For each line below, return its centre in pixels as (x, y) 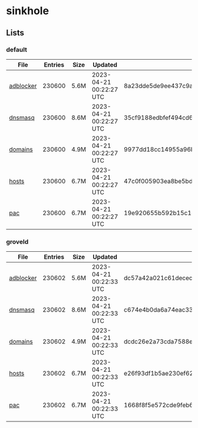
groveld (17, 242)
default (17, 50)
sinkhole (27, 11)
